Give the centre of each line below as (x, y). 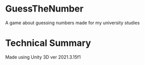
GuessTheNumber (44, 9)
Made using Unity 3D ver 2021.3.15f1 (43, 57)
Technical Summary (48, 43)
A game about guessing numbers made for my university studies (72, 23)
